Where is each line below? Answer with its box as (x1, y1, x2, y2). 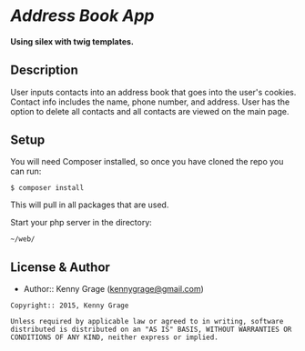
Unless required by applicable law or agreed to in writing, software (10, 317, 284, 326)
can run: (10, 165, 42, 177)
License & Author (10, 259, 110, 275)
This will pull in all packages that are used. (10, 199, 169, 210)
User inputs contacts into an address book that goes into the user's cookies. (10, 86, 297, 97)
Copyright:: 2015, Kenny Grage (10, 301, 129, 310)
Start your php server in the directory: (10, 217, 153, 228)
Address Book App (10, 5, 155, 26)
